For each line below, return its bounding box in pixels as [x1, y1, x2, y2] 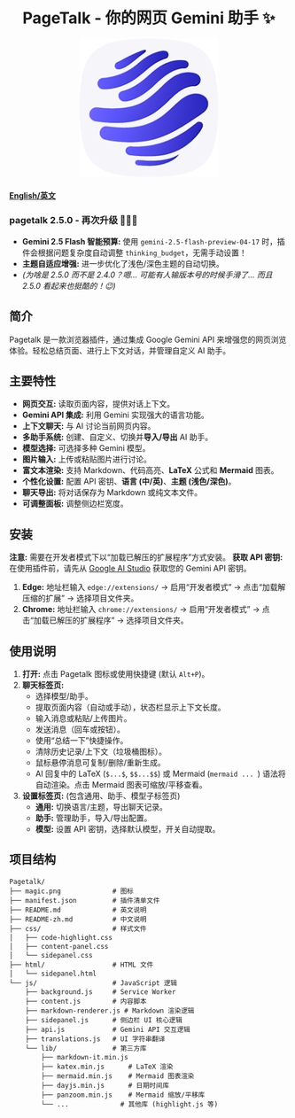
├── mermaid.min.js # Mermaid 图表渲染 [41, 1071, 195, 1081]
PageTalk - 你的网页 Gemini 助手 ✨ [21, 8, 276, 28]
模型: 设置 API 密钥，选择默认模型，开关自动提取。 [35, 824, 221, 835]
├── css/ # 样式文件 [9, 924, 148, 933]
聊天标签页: [21, 679, 65, 691]
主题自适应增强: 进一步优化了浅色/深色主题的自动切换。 [21, 258, 224, 268]
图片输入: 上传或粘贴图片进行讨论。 [21, 454, 152, 465]
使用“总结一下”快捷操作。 [35, 735, 128, 746]
